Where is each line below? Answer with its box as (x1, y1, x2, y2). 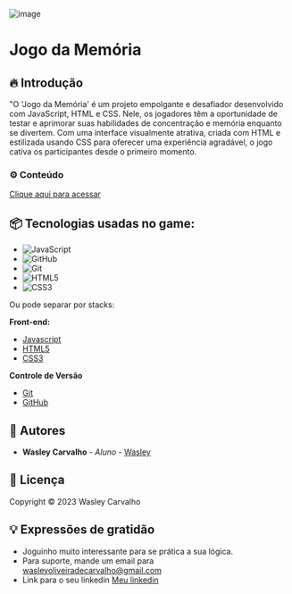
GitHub (21, 397, 49, 408)
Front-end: (9, 317, 51, 328)
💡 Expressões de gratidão (9, 523, 155, 538)
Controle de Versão (9, 371, 83, 381)
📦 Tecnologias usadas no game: (9, 215, 196, 231)
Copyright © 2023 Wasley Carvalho (9, 496, 141, 506)
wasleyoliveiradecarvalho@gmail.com (21, 565, 163, 575)
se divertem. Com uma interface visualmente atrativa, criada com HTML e (9, 128, 281, 138)
